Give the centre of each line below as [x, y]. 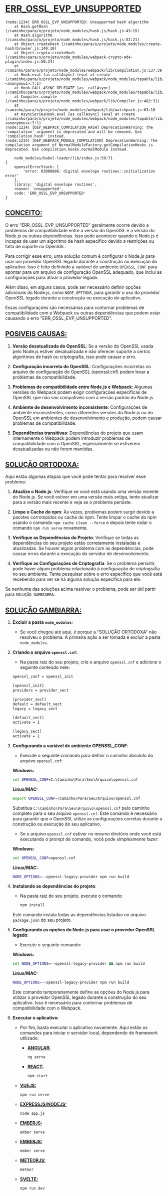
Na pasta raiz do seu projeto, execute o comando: [71, 896]
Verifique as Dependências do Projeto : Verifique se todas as [75, 538]
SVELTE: [29, 1179]
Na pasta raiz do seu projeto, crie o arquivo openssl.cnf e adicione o [90, 662]
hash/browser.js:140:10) [31, 48]
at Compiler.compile [35, 97]
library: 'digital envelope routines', [56, 184]
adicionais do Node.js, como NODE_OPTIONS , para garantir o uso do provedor [82, 292]
